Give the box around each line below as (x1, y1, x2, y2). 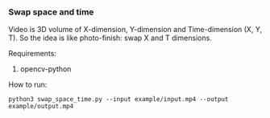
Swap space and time (8, 6, 94, 18)
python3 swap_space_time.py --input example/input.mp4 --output (8, 96, 229, 104)
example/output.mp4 (8, 103, 74, 111)
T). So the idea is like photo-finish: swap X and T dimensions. (8, 33, 212, 43)
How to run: (8, 79, 48, 90)
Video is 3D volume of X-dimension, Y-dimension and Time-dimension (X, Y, (8, 25, 263, 35)
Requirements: (8, 49, 56, 59)
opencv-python (19, 64, 72, 74)
